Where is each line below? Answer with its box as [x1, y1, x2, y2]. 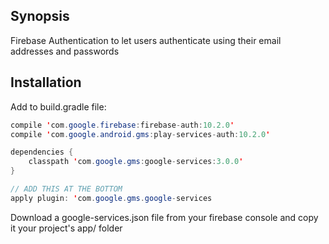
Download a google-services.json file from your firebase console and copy [10, 211, 319, 223]
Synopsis [10, 8, 70, 25]
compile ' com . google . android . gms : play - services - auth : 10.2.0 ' [10, 129, 271, 139]
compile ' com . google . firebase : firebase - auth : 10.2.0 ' [10, 120, 235, 130]
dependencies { [10, 147, 74, 158]
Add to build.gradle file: [10, 100, 107, 113]
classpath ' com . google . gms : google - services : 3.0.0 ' [28, 157, 244, 167]
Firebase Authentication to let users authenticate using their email [10, 34, 282, 46]
